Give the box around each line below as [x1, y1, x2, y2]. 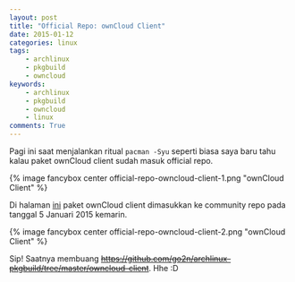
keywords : [9, 80, 46, 89]
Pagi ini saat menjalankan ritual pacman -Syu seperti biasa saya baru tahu [9, 146, 276, 157]
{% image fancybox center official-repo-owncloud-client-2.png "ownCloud [9, 226, 286, 237]
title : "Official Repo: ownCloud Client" [9, 21, 166, 30]
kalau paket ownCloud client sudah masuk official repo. [9, 156, 214, 166]
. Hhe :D [148, 263, 179, 273]
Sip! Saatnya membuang [9, 253, 100, 264]
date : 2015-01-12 [9, 30, 74, 38]
